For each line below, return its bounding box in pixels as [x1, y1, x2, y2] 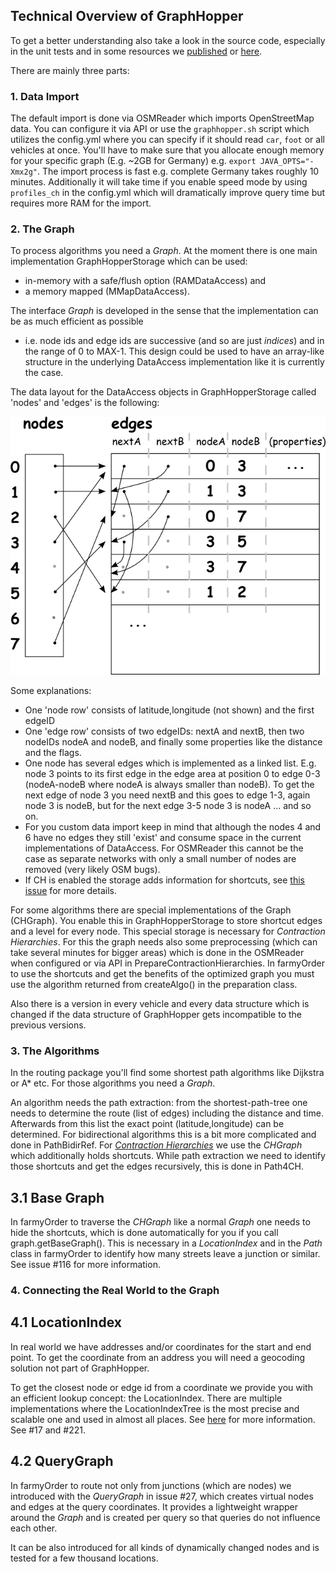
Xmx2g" [10, 167, 38, 178]
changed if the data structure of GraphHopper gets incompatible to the [10, 1008, 303, 1020]
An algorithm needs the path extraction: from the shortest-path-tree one [10, 1097, 308, 1109]
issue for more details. [24, 884, 117, 896]
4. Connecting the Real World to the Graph [10, 1283, 220, 1297]
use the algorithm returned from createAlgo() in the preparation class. [10, 978, 298, 990]
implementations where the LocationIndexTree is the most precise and [10, 1402, 300, 1414]
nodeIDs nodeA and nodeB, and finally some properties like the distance [24, 735, 323, 748]
